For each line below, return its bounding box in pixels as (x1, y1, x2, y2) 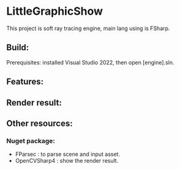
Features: (6, 77, 44, 87)
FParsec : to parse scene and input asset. (15, 150, 121, 158)
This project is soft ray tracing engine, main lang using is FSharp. (6, 25, 170, 32)
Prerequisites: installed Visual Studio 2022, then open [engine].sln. (6, 58, 174, 66)
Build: (6, 42, 29, 53)
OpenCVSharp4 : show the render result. (15, 157, 119, 164)
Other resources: (6, 118, 73, 128)
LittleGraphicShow (6, 4, 103, 18)
